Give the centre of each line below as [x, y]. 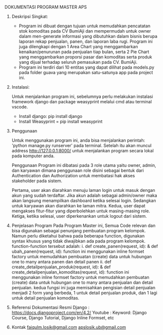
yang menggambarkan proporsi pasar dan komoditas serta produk [85, 57]
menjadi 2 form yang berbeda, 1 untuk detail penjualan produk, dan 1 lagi [84, 293]
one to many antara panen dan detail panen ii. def [61, 262]
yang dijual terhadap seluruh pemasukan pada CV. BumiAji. [78, 62]
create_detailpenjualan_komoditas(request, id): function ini [70, 272]
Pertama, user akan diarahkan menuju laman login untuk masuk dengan [83, 190]
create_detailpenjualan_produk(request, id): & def [61, 267]
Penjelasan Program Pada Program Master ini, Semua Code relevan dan [83, 225]
